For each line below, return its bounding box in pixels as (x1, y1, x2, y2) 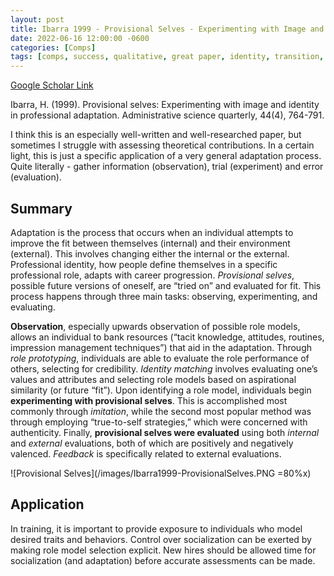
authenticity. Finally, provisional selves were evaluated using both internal (10, 426, 320, 438)
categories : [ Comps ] (10, 42, 97, 53)
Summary (10, 200, 73, 217)
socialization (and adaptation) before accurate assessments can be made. (10, 554, 316, 566)
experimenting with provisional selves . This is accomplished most (10, 394, 288, 406)
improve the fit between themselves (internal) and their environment (10, 237, 291, 249)
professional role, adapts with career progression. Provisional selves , (10, 269, 295, 281)
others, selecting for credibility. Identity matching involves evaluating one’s (10, 362, 318, 375)
